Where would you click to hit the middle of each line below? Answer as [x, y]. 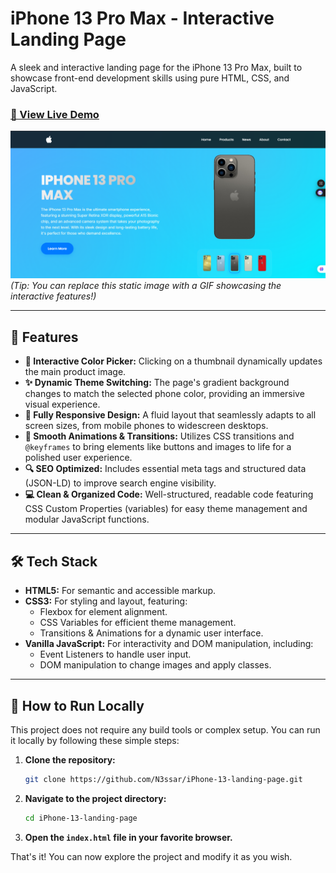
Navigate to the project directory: [95, 798]
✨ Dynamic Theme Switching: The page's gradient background [157, 383]
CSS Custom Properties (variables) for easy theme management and [166, 509]
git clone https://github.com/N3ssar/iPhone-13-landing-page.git [163, 779]
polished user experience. [78, 458]
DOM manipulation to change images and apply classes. [155, 665]
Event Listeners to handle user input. [115, 654]
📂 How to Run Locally [77, 705]
